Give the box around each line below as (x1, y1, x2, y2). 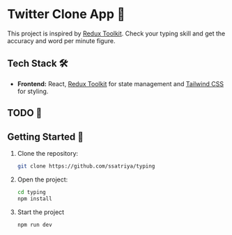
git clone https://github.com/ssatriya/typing (17, 163, 155, 170)
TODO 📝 (7, 107, 42, 119)
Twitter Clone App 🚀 (7, 6, 125, 22)
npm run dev (17, 221, 52, 228)
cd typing (17, 188, 47, 195)
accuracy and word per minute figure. (7, 36, 116, 44)
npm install (17, 195, 52, 202)
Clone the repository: (17, 149, 79, 157)
